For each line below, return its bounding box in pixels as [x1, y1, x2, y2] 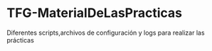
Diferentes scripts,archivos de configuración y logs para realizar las [6, 28, 205, 37]
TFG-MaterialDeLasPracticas [6, 5, 183, 21]
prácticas [6, 35, 35, 44]
